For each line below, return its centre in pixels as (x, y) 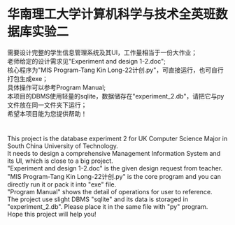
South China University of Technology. (63, 146)
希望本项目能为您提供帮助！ (47, 113)
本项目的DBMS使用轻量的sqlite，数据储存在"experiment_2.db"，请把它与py (116, 96)
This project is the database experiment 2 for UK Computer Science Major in (117, 139)
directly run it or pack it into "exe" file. (62, 184)
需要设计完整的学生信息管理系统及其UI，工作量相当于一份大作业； (102, 52)
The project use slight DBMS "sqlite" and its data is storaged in (98, 199)
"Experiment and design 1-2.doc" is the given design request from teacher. (115, 168)
